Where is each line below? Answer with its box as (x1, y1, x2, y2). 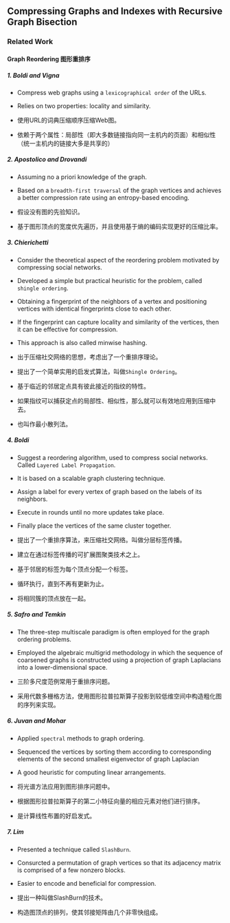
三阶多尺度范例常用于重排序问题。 (16, 677, 114, 685)
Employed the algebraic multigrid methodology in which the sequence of (16, 648, 223, 656)
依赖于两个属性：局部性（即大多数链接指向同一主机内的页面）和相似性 (16, 130, 216, 138)
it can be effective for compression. (16, 325, 118, 333)
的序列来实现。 (16, 701, 60, 709)
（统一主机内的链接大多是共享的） (16, 139, 114, 147)
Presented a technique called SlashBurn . (16, 845, 132, 853)
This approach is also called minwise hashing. (16, 338, 148, 346)
